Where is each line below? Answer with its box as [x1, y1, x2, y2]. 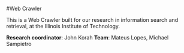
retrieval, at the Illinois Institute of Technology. [6, 23, 120, 29]
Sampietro [6, 41, 32, 47]
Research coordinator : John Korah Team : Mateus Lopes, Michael [6, 34, 169, 41]
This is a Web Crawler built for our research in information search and [6, 16, 179, 23]
